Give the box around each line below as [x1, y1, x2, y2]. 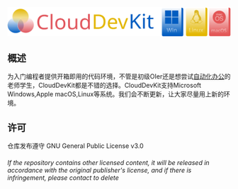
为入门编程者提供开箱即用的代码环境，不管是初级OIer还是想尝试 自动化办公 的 [7, 72, 231, 81]
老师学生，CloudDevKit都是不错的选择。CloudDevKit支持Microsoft [7, 81, 202, 90]
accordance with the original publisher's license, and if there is [7, 166, 192, 174]
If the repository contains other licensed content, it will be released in [7, 158, 210, 166]
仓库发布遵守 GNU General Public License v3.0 [7, 142, 144, 150]
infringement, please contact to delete [7, 173, 119, 182]
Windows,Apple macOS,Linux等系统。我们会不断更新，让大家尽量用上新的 [7, 90, 225, 98]
